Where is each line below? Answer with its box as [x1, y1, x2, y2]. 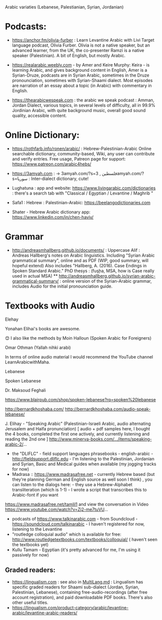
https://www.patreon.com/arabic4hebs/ [12, 161, 91, 167]
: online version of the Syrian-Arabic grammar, [59, 278, 152, 284]
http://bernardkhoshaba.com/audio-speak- [65, 406, 151, 412]
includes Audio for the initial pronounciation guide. [12, 283, 113, 289]
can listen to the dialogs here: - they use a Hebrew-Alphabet [12, 481, 133, 487]
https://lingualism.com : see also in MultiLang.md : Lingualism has [12, 579, 144, 585]
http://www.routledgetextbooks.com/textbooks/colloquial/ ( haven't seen [12, 536, 158, 542]
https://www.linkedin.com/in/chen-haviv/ [12, 214, 94, 220]
